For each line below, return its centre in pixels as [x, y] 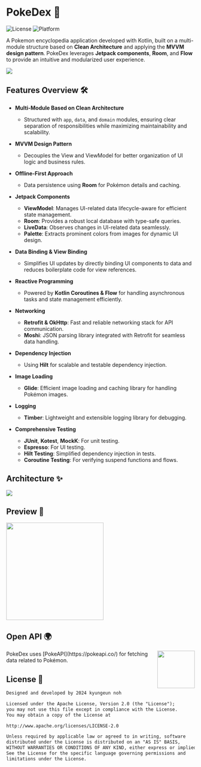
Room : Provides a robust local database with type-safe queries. [102, 221]
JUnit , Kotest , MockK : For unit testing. [71, 440]
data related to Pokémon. [37, 660]
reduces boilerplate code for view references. [80, 270]
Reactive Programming [44, 281]
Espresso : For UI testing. [54, 447]
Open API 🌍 [29, 637]
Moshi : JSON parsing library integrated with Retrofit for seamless [104, 335]
